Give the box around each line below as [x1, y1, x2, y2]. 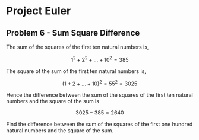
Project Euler [6, 4, 71, 18]
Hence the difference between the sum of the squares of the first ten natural [6, 91, 193, 98]
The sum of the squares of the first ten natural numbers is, [6, 43, 149, 50]
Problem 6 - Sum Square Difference [6, 28, 140, 38]
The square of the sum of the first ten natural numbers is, [6, 67, 147, 75]
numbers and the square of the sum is [6, 98, 100, 105]
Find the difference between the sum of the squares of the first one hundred [6, 120, 193, 128]
